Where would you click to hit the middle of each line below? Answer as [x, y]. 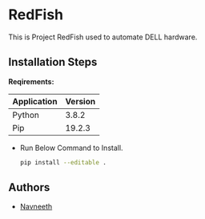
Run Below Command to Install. [71, 148]
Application [35, 101]
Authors [29, 187]
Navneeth [36, 207]
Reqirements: [31, 81]
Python [26, 115]
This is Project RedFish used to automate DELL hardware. [103, 37]
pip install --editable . [63, 162]
